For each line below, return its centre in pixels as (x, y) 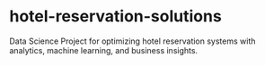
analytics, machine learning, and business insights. (104, 50)
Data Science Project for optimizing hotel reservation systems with (132, 41)
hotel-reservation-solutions (115, 16)
